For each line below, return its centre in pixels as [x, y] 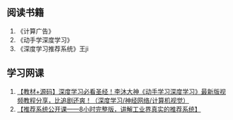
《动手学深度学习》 [45, 40]
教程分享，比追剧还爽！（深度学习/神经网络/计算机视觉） [106, 100]
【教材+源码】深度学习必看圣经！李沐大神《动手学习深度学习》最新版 [118, 91]
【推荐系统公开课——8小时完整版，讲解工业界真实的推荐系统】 [109, 109]
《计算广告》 [35, 31]
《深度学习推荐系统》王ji [53, 49]
